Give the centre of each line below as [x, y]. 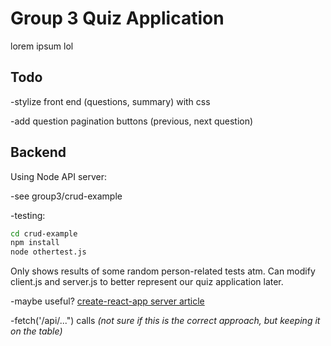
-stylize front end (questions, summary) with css [110, 101]
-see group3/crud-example [66, 196]
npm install [35, 243]
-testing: [28, 215]
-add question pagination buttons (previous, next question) [132, 121]
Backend [38, 152]
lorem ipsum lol [42, 46]
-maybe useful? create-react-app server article [107, 301]
